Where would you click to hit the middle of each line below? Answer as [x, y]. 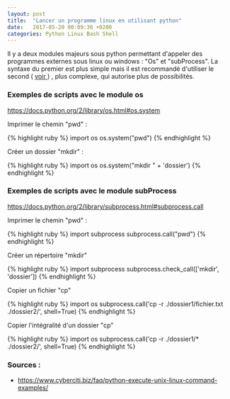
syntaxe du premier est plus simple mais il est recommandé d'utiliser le [111, 69]
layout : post [27, 14]
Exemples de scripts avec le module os [75, 95]
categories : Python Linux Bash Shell [63, 34]
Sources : [24, 364]
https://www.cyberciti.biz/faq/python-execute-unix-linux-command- [117, 381]
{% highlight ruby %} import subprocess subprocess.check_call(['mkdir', [113, 269]
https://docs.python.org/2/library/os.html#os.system [84, 110]
